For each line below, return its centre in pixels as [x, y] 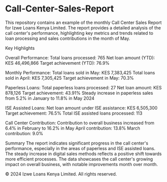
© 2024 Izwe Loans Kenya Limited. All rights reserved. [61, 174]
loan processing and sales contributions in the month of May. [68, 38]
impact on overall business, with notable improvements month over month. [82, 164]
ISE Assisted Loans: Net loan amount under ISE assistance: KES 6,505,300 [81, 108]
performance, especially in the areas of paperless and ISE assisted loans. [80, 148]
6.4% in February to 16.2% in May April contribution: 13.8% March [73, 128]
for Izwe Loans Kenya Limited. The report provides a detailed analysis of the [83, 27]
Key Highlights [20, 48]
